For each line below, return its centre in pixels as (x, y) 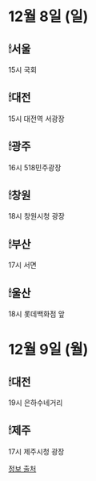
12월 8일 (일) (48, 17)
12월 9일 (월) (48, 350)
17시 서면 (23, 265)
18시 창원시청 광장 (37, 216)
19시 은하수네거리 (36, 403)
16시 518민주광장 (35, 167)
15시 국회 (23, 70)
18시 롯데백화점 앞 (37, 314)
